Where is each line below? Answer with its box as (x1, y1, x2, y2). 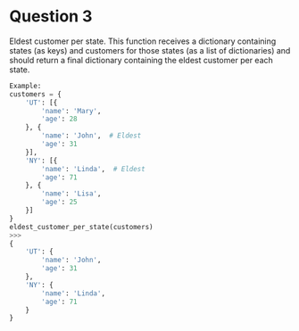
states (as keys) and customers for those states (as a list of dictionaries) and (9, 45, 291, 55)
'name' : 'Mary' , (41, 106, 102, 115)
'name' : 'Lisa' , (41, 189, 102, 198)
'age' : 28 (41, 114, 78, 124)
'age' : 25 (41, 198, 78, 207)
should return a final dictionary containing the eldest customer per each (9, 54, 274, 65)
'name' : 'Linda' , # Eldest (41, 164, 145, 173)
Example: (9, 81, 42, 90)
